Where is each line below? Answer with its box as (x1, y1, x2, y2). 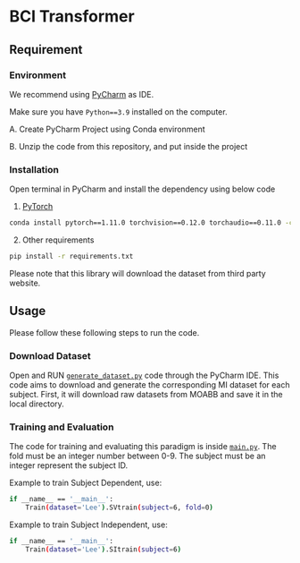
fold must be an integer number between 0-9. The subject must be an (9, 450, 266, 462)
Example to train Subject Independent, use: (9, 519, 168, 530)
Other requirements (21, 235, 95, 245)
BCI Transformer (9, 6, 136, 27)
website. (9, 277, 41, 288)
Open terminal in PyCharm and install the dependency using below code (9, 183, 276, 194)
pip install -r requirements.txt (9, 252, 134, 261)
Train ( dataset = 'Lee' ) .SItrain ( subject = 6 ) (25, 544, 181, 554)
